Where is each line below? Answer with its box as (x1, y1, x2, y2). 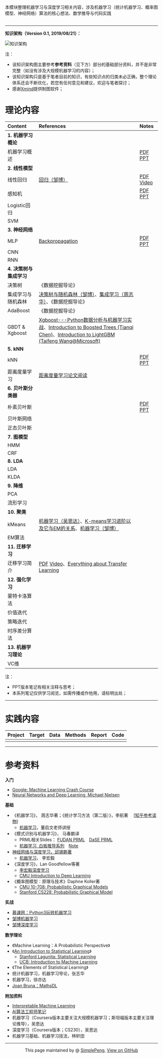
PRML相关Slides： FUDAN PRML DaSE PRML (19, 837, 113, 842)
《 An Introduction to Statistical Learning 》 (12, 948, 92, 954)
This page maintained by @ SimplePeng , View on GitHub (25, 1047, 138, 1053)
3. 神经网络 (7, 226, 33, 233)
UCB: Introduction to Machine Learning (19, 959, 98, 964)
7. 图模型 (7, 433, 28, 440)
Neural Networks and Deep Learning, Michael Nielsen (12, 792, 120, 798)
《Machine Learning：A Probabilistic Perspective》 (12, 942, 110, 948)
